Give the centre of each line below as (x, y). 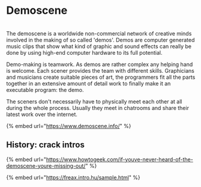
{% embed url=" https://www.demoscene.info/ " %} (69, 126)
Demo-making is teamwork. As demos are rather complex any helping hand (100, 64)
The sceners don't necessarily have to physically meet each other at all (94, 101)
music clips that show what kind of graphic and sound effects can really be (99, 46)
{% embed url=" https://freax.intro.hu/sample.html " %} (73, 177)
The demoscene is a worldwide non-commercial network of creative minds (99, 33)
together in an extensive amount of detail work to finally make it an (88, 83)
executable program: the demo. (45, 90)
